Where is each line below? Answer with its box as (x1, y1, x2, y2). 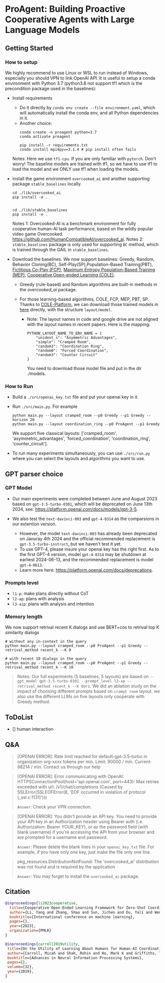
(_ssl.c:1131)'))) (17, 795, 47, 800)
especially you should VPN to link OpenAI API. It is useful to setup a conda (5, 75, 156, 81)
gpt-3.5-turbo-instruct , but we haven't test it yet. (19, 541, 122, 547)
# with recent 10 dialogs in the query (5, 656, 87, 661)
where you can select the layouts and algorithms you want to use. (12, 456, 145, 461)
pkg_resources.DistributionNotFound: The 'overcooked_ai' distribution (17, 859, 159, 864)
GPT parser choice (5, 470, 64, 478)
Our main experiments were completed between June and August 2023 (12, 495, 158, 501)
